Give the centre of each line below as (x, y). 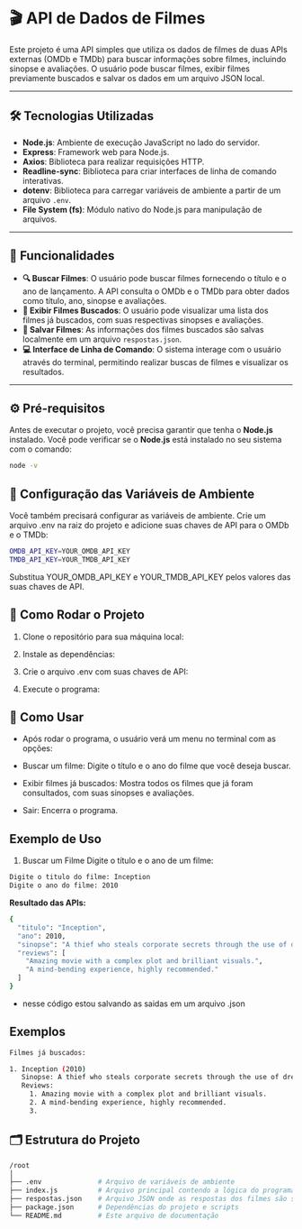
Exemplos (37, 1032)
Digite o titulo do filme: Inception (80, 877)
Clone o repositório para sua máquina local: (103, 637)
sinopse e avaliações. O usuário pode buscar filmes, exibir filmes (129, 69)
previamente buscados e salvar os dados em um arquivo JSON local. (137, 78)
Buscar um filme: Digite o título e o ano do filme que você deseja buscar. (156, 766)
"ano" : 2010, (42, 936)
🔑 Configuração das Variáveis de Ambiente (132, 494)
